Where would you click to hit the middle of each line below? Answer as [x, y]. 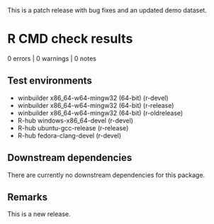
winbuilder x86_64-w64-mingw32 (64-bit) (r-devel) [93, 98]
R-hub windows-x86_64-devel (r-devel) [75, 121]
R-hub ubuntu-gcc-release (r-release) [73, 128]
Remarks [28, 197]
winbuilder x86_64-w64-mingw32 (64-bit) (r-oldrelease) [100, 113]
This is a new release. [39, 214]
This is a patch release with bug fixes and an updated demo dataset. [107, 10]
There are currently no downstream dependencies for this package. [106, 175]
